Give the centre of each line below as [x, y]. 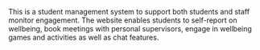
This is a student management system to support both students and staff [129, 12]
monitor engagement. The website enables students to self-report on [123, 20]
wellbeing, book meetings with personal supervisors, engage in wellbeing [130, 29]
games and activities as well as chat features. [84, 37]
